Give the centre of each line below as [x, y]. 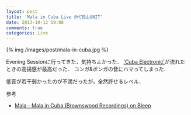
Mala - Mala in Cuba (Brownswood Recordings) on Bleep [83, 106]
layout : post [22, 11]
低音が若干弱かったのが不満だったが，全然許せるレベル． [75, 82]
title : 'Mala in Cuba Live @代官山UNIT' [55, 17]
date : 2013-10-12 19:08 [35, 22]
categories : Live [27, 33]
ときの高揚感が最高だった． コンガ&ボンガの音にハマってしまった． [88, 69]
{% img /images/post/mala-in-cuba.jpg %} [58, 50]
